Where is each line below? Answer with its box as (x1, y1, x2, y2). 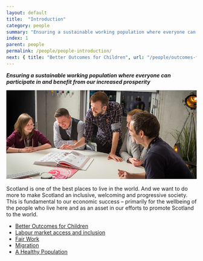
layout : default (6, 10, 47, 16)
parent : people (6, 42, 45, 48)
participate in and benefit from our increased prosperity (6, 78, 151, 85)
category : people (6, 22, 50, 28)
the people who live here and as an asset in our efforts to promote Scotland (6, 204, 195, 211)
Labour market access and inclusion (14, 228, 106, 236)
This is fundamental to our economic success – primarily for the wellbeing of (6, 198, 197, 205)
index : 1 (6, 35, 28, 42)
